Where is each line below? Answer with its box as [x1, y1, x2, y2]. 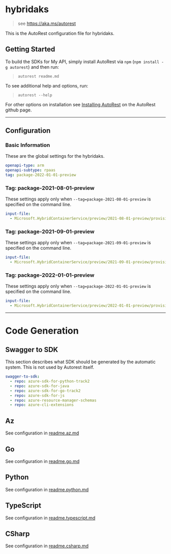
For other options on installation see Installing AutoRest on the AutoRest [5, 101, 156, 107]
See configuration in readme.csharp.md [5, 543, 89, 549]
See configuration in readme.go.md [5, 458, 80, 464]
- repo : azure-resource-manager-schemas [10, 398, 97, 403]
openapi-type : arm [5, 163, 44, 168]
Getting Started [5, 45, 55, 54]
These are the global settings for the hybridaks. [5, 153, 105, 159]
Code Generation [5, 325, 79, 337]
